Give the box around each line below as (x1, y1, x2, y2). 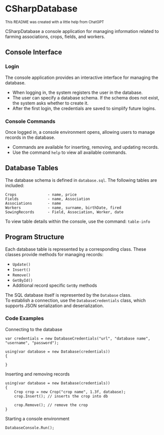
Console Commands (5, 118, 56, 125)
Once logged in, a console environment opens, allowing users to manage (5, 129, 155, 135)
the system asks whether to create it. (12, 100, 89, 106)
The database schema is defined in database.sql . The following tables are (5, 177, 157, 183)
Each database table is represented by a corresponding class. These (5, 246, 147, 252)
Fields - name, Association (5, 196, 91, 201)
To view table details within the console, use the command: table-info (5, 218, 151, 224)
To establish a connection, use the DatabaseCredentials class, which (5, 297, 146, 303)
